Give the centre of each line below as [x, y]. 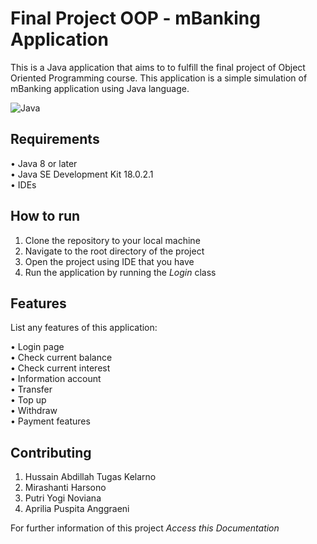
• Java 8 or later [44, 163]
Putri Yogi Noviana [63, 498]
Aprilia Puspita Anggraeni [77, 509]
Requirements [55, 139]
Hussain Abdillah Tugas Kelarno [90, 477]
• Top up [28, 400]
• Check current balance [61, 358]
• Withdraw [34, 411]
